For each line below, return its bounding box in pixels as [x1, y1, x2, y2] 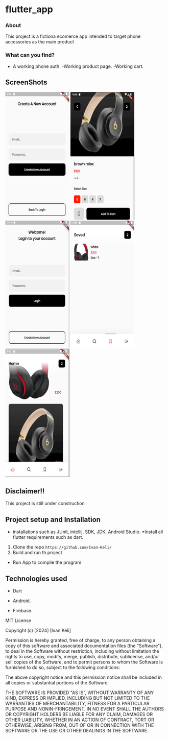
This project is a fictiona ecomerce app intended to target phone [5, 33, 141, 39]
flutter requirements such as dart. [12, 534, 83, 540]
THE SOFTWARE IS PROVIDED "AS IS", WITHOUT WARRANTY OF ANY [5, 689, 154, 696]
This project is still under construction [5, 501, 85, 507]
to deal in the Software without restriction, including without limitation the [5, 648, 159, 654]
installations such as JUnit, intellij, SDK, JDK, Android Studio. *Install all [12, 529, 163, 535]
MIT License [5, 617, 32, 624]
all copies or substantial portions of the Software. [5, 680, 109, 686]
